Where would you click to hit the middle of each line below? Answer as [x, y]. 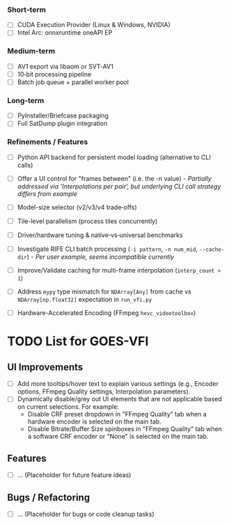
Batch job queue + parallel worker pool [73, 82]
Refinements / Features [48, 142]
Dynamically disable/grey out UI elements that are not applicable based [120, 399]
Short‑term [27, 10]
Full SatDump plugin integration [62, 124]
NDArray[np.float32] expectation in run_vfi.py [85, 300]
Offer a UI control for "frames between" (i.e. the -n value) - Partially [114, 178]
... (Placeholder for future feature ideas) [74, 475]
